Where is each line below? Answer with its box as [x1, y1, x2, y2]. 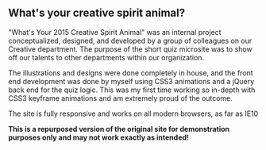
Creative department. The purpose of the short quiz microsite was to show [8, 44, 253, 54]
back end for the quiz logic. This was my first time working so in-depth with [8, 85, 256, 94]
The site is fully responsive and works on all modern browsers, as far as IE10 [8, 109, 259, 118]
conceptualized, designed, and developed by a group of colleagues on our [8, 36, 253, 45]
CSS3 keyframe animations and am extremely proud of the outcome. [8, 93, 233, 102]
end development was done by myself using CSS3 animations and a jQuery [8, 76, 255, 86]
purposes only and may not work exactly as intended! [8, 133, 189, 142]
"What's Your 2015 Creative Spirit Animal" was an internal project [8, 27, 222, 37]
